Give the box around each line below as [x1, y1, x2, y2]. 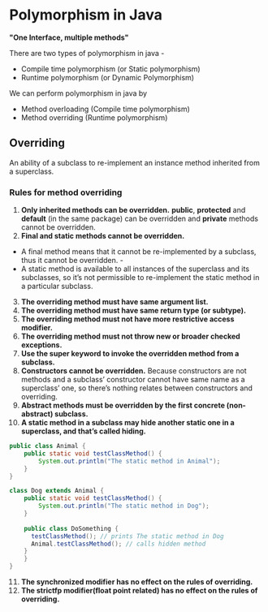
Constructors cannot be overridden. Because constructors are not [20, 366, 247, 376]
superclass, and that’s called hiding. [20, 426, 147, 436]
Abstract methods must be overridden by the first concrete [20, 400, 226, 411]
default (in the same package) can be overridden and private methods [20, 213, 259, 224]
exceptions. [20, 340, 63, 350]
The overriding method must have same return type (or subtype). [20, 306, 247, 316]
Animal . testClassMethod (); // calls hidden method [30, 540, 206, 548]
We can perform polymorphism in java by [9, 88, 148, 98]
